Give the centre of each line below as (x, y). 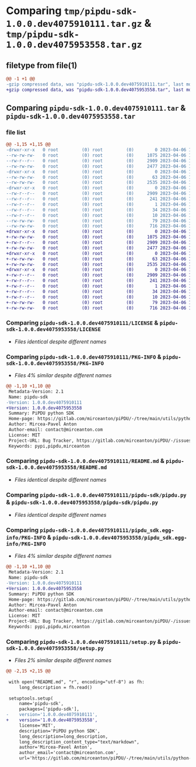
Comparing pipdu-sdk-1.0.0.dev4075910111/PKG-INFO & (84, 357)
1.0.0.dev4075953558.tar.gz (74, 45)
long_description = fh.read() (56, 687)
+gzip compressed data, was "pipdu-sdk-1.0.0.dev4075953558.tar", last (95, 90)
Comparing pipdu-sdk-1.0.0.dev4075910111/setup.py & (84, 642)
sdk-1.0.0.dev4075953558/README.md (57, 468)
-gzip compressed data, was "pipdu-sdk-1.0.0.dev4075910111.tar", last (95, 84)
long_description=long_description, (64, 737)
